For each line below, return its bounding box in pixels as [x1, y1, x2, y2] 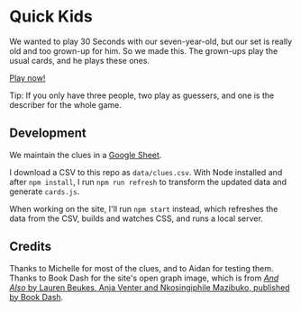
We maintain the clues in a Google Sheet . [9, 149, 162, 160]
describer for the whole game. [9, 99, 122, 110]
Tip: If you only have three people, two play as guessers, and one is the [9, 90, 275, 101]
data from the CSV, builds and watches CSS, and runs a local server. [9, 213, 263, 224]
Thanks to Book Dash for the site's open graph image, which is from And [9, 272, 279, 283]
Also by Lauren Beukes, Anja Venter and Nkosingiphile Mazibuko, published [9, 281, 290, 293]
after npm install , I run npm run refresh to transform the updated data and [9, 176, 287, 187]
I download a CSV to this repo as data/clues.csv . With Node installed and [9, 166, 283, 177]
